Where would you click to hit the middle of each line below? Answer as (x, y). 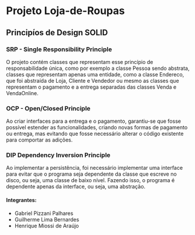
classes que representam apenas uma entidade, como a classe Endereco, (95, 74)
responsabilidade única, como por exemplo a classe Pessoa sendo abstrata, (98, 68)
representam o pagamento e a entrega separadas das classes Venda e (91, 87)
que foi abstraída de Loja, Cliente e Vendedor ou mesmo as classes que (93, 80)
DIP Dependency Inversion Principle (58, 155)
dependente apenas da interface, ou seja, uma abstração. (76, 187)
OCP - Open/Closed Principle (48, 108)
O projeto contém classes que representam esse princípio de (80, 62)
